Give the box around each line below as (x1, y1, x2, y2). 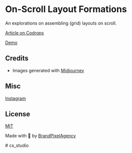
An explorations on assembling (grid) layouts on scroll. (5, 20, 117, 26)
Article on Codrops (5, 30, 44, 36)
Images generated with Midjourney (12, 67, 85, 73)
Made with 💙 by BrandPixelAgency (5, 133, 76, 139)
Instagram (5, 95, 26, 101)
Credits (5, 54, 29, 63)
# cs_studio (5, 142, 29, 148)
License (5, 109, 30, 118)
